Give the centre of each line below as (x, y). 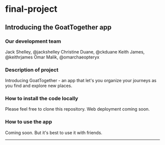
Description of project (32, 70)
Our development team (33, 41)
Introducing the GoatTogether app (58, 27)
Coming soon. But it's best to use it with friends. (54, 132)
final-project (31, 9)
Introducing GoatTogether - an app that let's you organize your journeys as (81, 81)
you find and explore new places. (39, 86)
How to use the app (29, 122)
